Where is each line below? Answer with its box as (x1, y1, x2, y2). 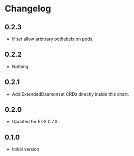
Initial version (11, 146, 39, 152)
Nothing (11, 63, 28, 70)
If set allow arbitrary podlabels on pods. (11, 36, 94, 42)
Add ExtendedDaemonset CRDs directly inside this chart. (11, 91, 129, 97)
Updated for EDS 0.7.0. (11, 119, 59, 125)
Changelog (4, 3, 51, 14)
